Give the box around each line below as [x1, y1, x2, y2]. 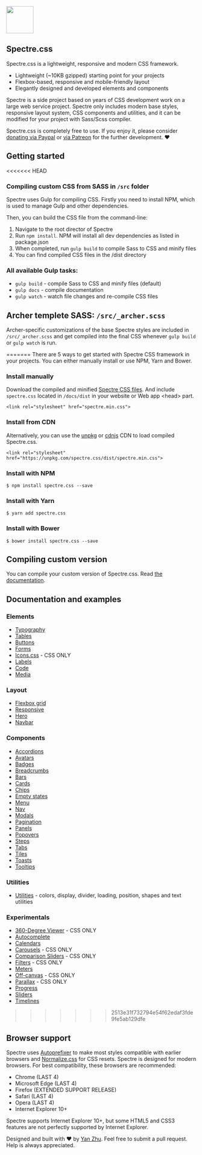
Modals [14, 811, 34, 819]
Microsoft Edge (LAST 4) [14, 1080, 77, 1087]
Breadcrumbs [14, 767, 49, 774]
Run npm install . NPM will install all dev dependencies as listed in [14, 232, 180, 239]
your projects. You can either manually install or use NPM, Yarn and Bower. [6, 357, 192, 364]
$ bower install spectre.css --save [6, 538, 98, 544]
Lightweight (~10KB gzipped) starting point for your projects [14, 72, 165, 79]
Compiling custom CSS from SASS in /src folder [6, 182, 150, 191]
